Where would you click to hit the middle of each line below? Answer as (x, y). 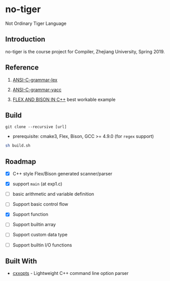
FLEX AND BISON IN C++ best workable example (64, 99)
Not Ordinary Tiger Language (36, 23)
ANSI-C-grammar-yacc (37, 89)
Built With (21, 261)
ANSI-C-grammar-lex (35, 80)
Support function (30, 215)
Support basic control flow (40, 204)
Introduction (25, 39)
